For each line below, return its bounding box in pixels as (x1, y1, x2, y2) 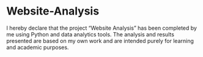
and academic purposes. (6, 44, 69, 51)
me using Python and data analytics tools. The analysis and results (6, 30, 174, 38)
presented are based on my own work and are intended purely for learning (6, 37, 194, 44)
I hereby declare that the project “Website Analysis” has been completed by (6, 24, 197, 32)
